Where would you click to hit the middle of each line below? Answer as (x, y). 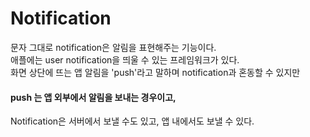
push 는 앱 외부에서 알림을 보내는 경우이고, (93, 97)
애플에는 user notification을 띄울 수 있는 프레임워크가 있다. (125, 59)
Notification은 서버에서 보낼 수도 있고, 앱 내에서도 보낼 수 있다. (132, 121)
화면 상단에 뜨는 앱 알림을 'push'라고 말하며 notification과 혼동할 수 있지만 (155, 72)
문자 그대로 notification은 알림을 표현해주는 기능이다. (113, 47)
